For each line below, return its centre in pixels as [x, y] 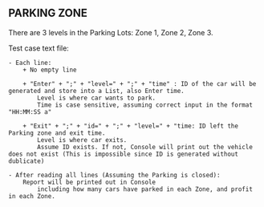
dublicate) [26, 161]
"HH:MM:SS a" [30, 112]
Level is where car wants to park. [97, 98]
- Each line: [30, 63]
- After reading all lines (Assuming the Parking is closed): [114, 175]
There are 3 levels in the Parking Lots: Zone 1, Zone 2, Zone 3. [111, 32]
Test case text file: [39, 48]
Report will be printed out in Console [89, 182]
